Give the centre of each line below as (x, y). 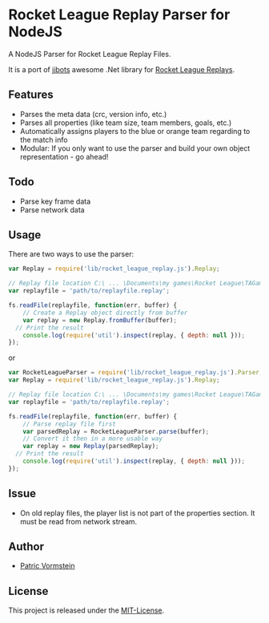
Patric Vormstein (47, 566)
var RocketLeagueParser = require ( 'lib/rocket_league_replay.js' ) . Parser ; (136, 373)
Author (26, 546)
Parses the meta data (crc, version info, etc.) (93, 114)
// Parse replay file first (69, 424)
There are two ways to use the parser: (71, 254)
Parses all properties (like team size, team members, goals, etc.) (126, 123)
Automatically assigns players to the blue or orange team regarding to (135, 131)
